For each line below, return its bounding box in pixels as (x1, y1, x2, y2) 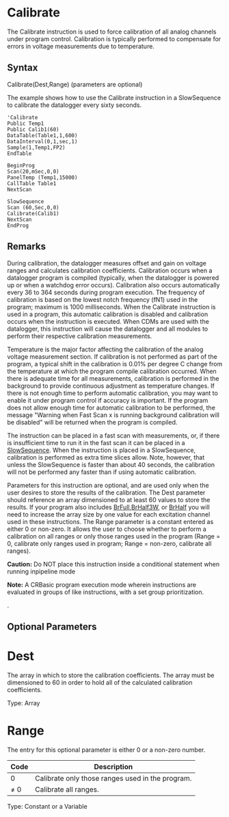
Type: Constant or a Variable (7, 802, 87, 810)
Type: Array (7, 698, 40, 707)
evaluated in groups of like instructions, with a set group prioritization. (7, 588, 204, 596)
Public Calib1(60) (7, 126, 59, 133)
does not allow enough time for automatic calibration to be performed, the (7, 403, 215, 412)
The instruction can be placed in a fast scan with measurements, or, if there (7, 431, 220, 440)
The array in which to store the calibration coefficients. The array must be (7, 671, 215, 679)
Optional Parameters (7, 621, 97, 632)
